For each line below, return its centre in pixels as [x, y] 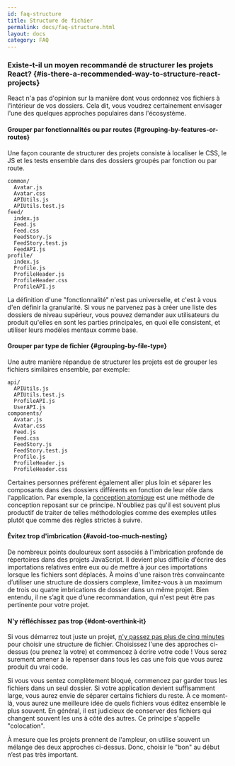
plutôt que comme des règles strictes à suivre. [75, 520]
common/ [19, 181]
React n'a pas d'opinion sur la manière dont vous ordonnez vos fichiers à [114, 98]
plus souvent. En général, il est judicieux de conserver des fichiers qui [109, 711]
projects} [24, 83]
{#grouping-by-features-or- [176, 130]
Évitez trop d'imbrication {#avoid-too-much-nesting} [87, 536]
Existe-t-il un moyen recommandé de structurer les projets [110, 65]
